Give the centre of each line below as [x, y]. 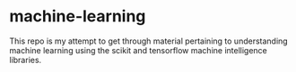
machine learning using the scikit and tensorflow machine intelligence [138, 50]
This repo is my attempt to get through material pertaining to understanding [149, 41]
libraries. [26, 60]
